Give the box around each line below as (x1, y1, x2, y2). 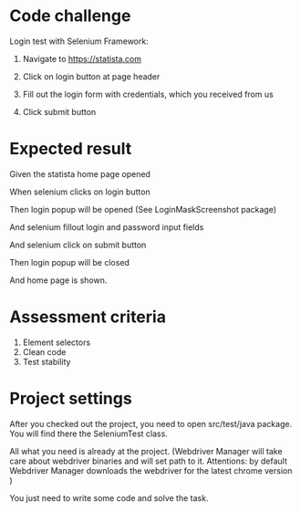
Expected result (9, 139, 132, 160)
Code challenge (9, 5, 131, 26)
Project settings (9, 389, 132, 409)
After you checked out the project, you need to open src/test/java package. (9, 418, 293, 429)
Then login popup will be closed (9, 256, 130, 267)
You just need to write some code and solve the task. (9, 492, 209, 503)
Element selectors (22, 337, 91, 348)
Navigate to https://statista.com (22, 53, 142, 64)
